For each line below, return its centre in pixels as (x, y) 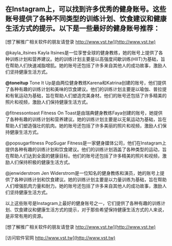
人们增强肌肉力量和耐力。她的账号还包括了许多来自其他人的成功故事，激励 (84, 186)
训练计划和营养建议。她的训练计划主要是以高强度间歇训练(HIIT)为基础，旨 (87, 59)
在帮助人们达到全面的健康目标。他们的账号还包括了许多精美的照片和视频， (84, 156)
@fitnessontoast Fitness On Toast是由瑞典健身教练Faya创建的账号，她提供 (84, 113)
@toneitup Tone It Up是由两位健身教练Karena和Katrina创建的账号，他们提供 (86, 83)
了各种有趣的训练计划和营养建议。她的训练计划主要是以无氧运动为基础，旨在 (86, 119)
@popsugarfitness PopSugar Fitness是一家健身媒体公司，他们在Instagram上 (86, 143)
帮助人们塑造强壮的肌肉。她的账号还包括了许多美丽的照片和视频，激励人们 (84, 126)
